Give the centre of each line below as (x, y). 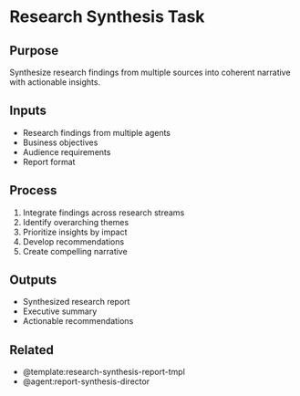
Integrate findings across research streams (103, 213)
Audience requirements (67, 151)
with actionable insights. (55, 82)
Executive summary (60, 311)
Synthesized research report (76, 302)
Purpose (34, 51)
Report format (49, 162)
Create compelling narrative (75, 251)
